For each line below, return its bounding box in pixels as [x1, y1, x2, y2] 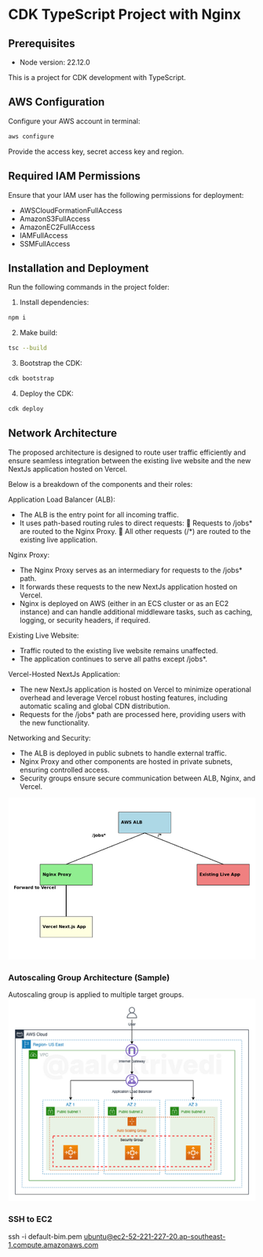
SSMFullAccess [19, 239, 71, 248]
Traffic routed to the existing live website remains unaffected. [19, 645, 218, 655]
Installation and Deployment [8, 261, 149, 275]
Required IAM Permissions [8, 170, 141, 183]
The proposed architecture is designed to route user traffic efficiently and [8, 448, 247, 457]
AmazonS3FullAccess [19, 214, 90, 223]
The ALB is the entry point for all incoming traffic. [19, 510, 179, 519]
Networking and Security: [8, 733, 92, 743]
